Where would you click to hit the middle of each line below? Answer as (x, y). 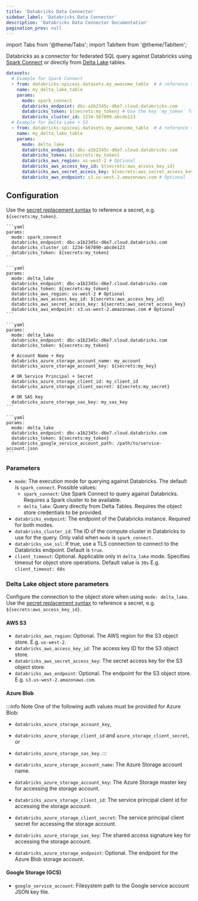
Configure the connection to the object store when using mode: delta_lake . (97, 597)
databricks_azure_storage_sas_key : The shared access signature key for (103, 835)
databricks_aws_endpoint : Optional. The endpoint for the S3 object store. (103, 673)
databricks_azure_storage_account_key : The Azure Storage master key (100, 782)
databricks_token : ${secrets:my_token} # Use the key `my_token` (103, 112)
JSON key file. (32, 892)
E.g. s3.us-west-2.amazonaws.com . (55, 680)
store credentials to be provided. (63, 512)
